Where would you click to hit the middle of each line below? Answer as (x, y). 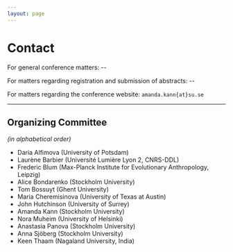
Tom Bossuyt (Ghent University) (63, 190)
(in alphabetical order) (39, 139)
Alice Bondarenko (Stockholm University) (76, 182)
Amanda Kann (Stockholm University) (71, 212)
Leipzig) (29, 175)
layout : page (26, 14)
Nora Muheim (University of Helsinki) (70, 219)
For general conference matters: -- (57, 67)
